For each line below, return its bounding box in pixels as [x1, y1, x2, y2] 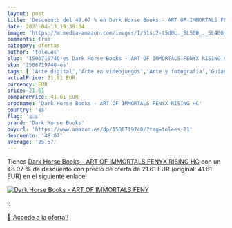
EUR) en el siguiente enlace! [7, 172, 88, 180]
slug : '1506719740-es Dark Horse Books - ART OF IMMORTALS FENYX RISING [7, 55, 221, 62]
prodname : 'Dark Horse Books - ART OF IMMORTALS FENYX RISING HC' [7, 100, 202, 107]
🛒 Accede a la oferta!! [7, 213, 69, 222]
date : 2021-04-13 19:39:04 [7, 23, 85, 30]
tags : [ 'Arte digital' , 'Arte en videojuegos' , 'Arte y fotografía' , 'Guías [7, 68, 227, 75]
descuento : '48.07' [7, 132, 64, 139]
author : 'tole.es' [7, 49, 60, 56]
